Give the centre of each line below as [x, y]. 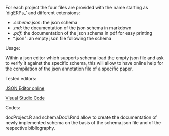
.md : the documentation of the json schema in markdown [72, 28]
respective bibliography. [30, 128]
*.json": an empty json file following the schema [62, 38]
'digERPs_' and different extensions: [43, 13]
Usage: [13, 48]
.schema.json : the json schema [45, 22]
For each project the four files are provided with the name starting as [77, 7]
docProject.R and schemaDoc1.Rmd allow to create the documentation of [81, 117]
